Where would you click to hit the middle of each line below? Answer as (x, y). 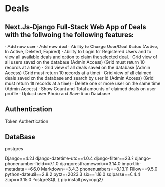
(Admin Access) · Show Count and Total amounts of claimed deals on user (81, 89)
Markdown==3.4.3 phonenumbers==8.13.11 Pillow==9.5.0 (99, 169)
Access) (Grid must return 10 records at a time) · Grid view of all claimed (78, 73)
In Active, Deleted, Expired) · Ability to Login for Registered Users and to (78, 52)
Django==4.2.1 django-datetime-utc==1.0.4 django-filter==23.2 (69, 158)
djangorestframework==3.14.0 (90, 163)
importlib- (132, 163)
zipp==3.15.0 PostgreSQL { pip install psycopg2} (54, 179)
